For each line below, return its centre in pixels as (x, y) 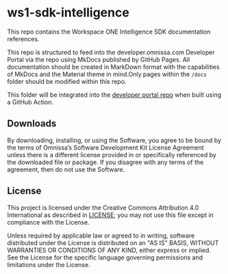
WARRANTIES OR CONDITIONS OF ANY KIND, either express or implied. (109, 250)
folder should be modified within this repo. (67, 81)
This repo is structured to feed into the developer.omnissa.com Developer (111, 52)
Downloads (32, 124)
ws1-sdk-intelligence (68, 13)
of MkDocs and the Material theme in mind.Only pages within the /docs (107, 74)
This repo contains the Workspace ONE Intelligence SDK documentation (109, 32)
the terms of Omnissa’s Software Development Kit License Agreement (105, 147)
